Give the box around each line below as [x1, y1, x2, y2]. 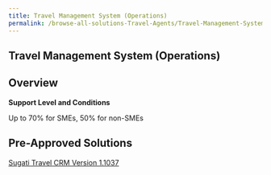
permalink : [8, 19, 45, 27]
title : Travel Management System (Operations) [8, 11, 168, 20]
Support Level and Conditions [8, 97, 110, 107]
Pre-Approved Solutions [8, 136, 133, 150]
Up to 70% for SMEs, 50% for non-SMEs [8, 113, 144, 123]
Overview [8, 76, 59, 90]
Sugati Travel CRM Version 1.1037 [8, 157, 119, 167]
